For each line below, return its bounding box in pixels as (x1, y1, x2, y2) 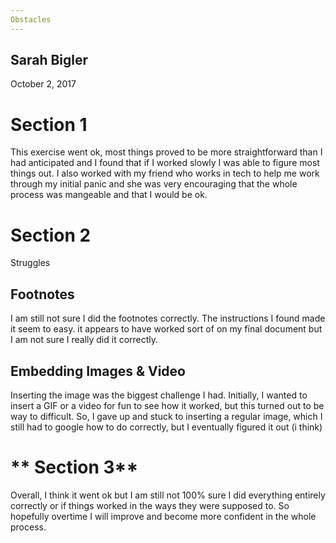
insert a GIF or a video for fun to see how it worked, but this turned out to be (10, 399, 325, 411)
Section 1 (10, 113, 88, 136)
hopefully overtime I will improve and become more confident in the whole (10, 510, 317, 522)
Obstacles (10, 14, 52, 25)
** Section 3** (10, 456, 139, 479)
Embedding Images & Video (10, 362, 186, 380)
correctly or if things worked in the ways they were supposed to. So (10, 499, 290, 511)
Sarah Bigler (10, 52, 89, 69)
